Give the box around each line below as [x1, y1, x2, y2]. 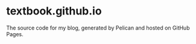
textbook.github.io [6, 4, 102, 18]
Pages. [6, 30, 24, 37]
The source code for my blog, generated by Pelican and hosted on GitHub [6, 24, 190, 31]
